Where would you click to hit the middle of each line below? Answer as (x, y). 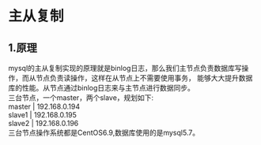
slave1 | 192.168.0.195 (43, 115)
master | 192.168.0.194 (44, 106)
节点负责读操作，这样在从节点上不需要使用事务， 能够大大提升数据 (144, 78)
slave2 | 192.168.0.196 (43, 123)
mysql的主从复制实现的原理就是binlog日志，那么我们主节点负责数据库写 (125, 68)
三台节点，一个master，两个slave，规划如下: (81, 98)
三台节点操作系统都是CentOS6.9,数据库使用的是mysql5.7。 (104, 132)
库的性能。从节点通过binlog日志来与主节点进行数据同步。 (102, 88)
